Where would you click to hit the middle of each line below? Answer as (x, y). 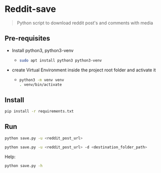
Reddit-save (30, 9)
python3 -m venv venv (41, 80)
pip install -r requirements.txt (39, 112)
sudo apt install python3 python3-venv (61, 60)
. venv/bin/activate (40, 85)
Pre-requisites (27, 38)
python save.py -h (24, 166)
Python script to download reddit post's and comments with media (85, 23)
